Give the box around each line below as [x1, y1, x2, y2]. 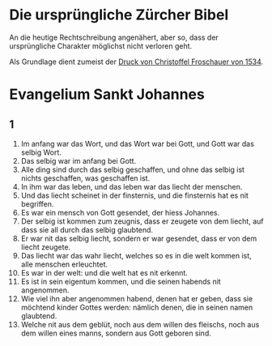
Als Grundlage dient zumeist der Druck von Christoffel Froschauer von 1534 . [9, 57, 264, 66]
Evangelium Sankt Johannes [9, 85, 205, 104]
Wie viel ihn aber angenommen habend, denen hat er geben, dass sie [20, 293, 253, 303]
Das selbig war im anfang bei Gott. [20, 156, 137, 165]
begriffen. [20, 199, 54, 208]
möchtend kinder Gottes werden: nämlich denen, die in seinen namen [20, 302, 253, 312]
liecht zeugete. [20, 241, 71, 252]
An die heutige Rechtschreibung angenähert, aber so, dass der [9, 32, 219, 42]
